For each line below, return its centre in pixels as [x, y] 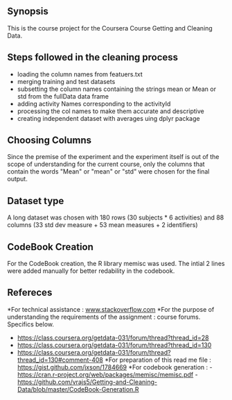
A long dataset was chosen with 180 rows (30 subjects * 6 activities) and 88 [116, 217]
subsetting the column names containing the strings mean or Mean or [117, 89]
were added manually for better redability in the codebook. [91, 271]
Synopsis [28, 11]
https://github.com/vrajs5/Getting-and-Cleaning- [87, 382]
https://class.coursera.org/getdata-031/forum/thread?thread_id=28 [113, 337]
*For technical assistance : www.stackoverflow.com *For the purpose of [111, 309]
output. [17, 179]
